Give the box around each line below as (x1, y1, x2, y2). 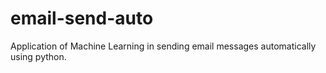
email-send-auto (10, 7, 154, 30)
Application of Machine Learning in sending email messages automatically (10, 40, 317, 52)
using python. (10, 50, 67, 62)
